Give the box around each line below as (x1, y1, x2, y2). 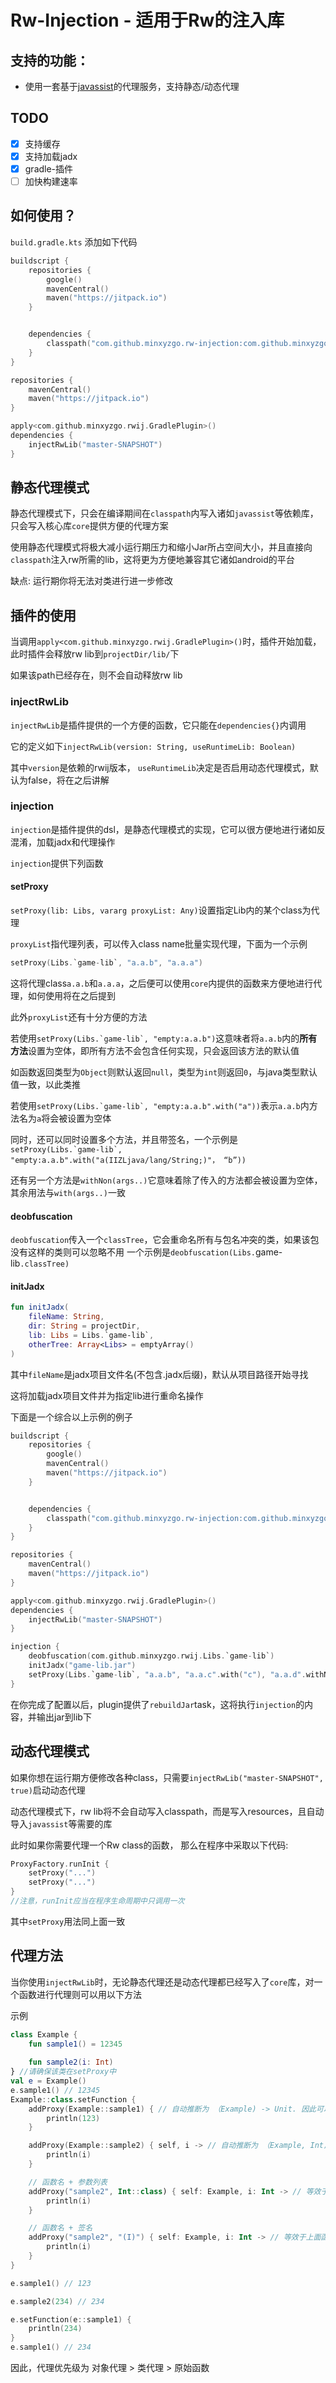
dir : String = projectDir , (28, 1321, 141, 1331)
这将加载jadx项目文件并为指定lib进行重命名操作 (10, 1389, 204, 1401)
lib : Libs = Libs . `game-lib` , (28, 1330, 155, 1340)
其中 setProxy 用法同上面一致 (10, 1915, 126, 1927)
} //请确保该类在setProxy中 (10, 2067, 117, 2077)
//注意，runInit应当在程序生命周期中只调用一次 (10, 1896, 185, 1906)
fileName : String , (28, 1312, 105, 1322)
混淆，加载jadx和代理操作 (10, 836, 116, 848)
